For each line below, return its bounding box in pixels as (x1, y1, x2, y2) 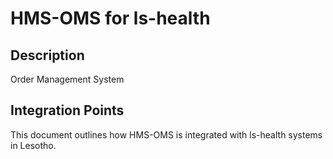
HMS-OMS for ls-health (10, 7, 211, 30)
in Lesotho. (10, 139, 57, 151)
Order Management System (10, 73, 125, 85)
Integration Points (10, 102, 125, 119)
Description (10, 47, 85, 64)
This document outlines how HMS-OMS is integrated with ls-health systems (10, 128, 323, 141)
